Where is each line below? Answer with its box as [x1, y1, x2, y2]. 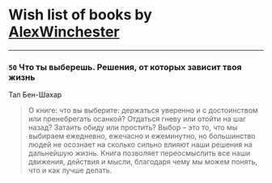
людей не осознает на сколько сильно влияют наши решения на [28, 139, 253, 150]
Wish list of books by [8, 6, 152, 24]
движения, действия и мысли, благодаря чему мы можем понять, [28, 157, 257, 167]
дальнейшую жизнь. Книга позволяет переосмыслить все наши [28, 148, 251, 158]
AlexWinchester [8, 23, 120, 41]
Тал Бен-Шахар [8, 90, 62, 100]
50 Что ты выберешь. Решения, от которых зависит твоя [8, 61, 242, 73]
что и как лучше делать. [28, 165, 113, 175]
